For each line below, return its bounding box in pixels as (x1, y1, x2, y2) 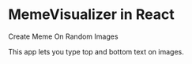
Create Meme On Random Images (8, 32, 119, 41)
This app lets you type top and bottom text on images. (8, 47, 184, 56)
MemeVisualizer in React (8, 6, 175, 24)
